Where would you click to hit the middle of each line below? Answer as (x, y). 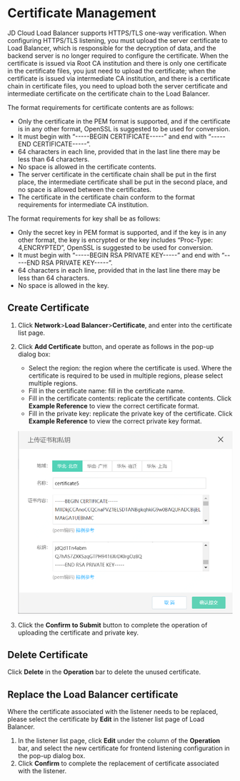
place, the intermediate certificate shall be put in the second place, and (122, 182)
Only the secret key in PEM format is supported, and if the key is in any (122, 232)
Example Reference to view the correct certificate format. (114, 405)
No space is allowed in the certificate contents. (87, 166)
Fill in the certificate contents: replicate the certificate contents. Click (130, 398)
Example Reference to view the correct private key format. (115, 421)
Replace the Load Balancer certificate (93, 694)
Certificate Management (82, 13)
